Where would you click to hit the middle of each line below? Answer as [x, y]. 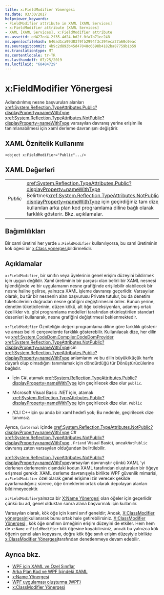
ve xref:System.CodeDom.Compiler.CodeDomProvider [59, 337]
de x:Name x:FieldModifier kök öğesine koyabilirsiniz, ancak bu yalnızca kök [82, 529]
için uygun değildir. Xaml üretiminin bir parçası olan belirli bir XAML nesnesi [81, 281]
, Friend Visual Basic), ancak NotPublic [109, 443]
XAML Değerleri [30, 170]
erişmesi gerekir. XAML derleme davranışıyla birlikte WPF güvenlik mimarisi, [81, 473]
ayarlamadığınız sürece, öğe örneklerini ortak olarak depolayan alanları [76, 484]
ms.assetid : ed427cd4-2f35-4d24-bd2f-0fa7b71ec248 [58, 37]
